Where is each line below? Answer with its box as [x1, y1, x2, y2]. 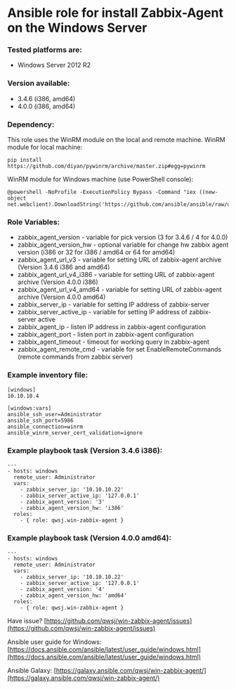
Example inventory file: [7, 371, 88, 380]
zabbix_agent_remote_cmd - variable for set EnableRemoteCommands [17, 345, 222, 354]
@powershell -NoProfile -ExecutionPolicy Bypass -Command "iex [7, 188, 197, 196]
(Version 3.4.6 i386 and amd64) [17, 263, 110, 271]
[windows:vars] [7, 404, 52, 412]
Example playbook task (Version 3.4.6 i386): [7, 445, 163, 455]
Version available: [7, 79, 70, 89]
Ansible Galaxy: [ [7, 667, 56, 675]
